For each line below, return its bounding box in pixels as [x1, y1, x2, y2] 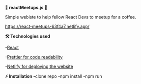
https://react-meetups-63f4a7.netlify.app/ [5, 23, 90, 29]
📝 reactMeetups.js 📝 [5, 5, 48, 10]
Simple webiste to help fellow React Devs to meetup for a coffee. [5, 14, 137, 20]
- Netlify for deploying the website [5, 63, 74, 69]
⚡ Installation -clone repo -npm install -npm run [5, 73, 102, 79]
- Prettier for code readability [5, 54, 63, 60]
